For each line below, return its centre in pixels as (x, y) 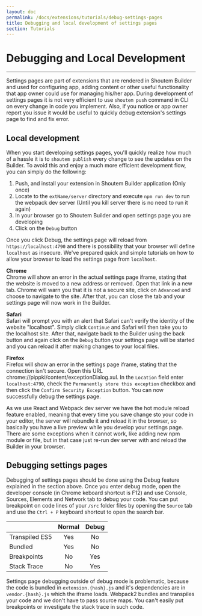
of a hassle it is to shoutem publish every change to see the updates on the (99, 159)
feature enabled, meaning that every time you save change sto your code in (100, 414)
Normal (69, 526)
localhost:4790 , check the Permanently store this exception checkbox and (101, 384)
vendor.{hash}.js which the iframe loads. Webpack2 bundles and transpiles (100, 594)
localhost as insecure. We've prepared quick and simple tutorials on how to (100, 253)
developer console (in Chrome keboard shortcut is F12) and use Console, (97, 493)
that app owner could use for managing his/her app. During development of (100, 93)
